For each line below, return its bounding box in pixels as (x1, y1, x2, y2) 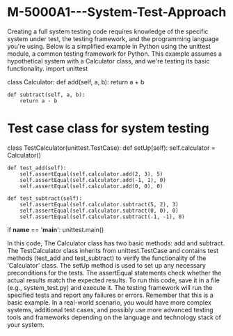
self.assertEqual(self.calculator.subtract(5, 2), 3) (19, 201, 179, 208)
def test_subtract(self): (7, 194, 82, 202)
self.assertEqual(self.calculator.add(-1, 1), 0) (19, 176, 167, 183)
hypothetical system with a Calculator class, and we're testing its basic (7, 56, 210, 65)
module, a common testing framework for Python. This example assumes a (7, 49, 223, 58)
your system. (7, 320, 45, 328)
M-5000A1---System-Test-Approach (7, 4, 227, 20)
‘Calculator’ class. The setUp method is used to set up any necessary (7, 261, 207, 269)
